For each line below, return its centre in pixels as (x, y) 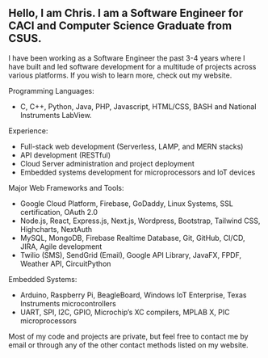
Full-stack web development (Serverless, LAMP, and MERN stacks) (132, 146)
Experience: (28, 131)
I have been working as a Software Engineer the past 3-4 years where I (127, 58)
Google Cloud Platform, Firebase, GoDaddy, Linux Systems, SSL (127, 203)
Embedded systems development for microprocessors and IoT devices (138, 172)
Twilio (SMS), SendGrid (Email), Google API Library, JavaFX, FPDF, (131, 255)
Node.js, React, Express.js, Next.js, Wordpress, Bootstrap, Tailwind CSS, (140, 221)
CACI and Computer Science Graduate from (120, 26)
